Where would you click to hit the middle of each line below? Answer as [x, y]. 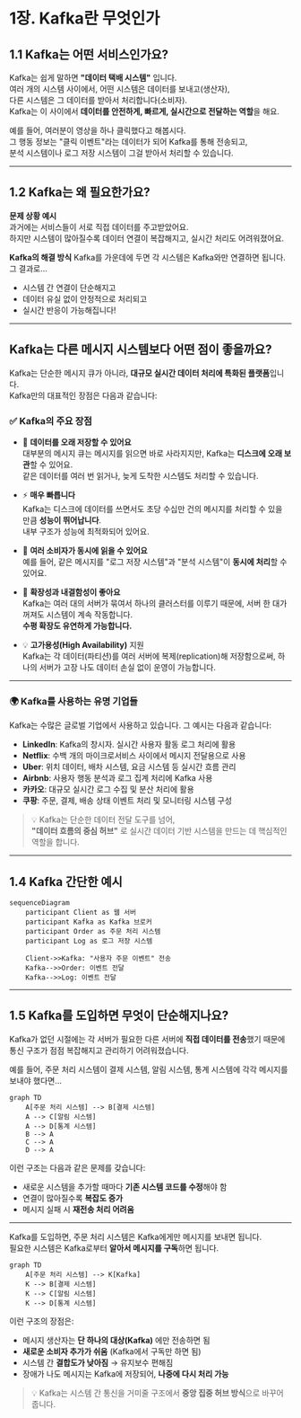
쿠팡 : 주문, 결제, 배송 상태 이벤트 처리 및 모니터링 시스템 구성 [127, 801]
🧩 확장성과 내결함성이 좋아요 [71, 592]
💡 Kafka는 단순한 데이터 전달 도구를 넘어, [103, 820]
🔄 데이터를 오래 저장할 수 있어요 [77, 442]
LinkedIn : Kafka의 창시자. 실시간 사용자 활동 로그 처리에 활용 [129, 744]
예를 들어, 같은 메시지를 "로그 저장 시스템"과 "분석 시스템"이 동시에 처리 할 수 [155, 562]
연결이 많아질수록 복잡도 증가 [73, 1198]
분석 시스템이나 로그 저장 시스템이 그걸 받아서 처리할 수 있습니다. [122, 153]
